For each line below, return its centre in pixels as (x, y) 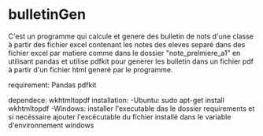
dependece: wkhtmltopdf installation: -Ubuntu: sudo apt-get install (116, 100)
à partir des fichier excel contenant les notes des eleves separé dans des (127, 44)
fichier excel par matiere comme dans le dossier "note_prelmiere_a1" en (124, 53)
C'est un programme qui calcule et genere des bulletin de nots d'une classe (131, 36)
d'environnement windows (51, 125)
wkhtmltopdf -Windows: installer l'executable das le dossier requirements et (131, 108)
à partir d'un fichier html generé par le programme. (91, 69)
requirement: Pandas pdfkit (52, 85)
